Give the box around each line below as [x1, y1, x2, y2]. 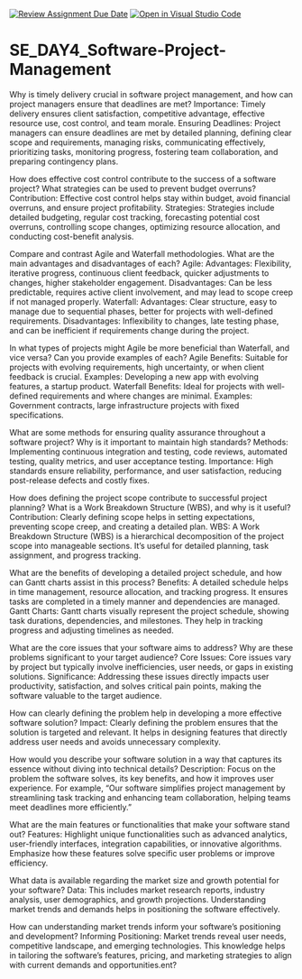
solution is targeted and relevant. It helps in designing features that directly [9, 727, 288, 737]
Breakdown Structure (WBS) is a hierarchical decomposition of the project [9, 530, 285, 541]
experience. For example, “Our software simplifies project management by [9, 782, 286, 793]
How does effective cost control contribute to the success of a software [9, 173, 277, 184]
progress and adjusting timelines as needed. [9, 625, 174, 636]
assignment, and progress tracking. [9, 550, 142, 561]
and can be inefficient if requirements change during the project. [9, 325, 250, 335]
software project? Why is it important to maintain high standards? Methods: [9, 436, 288, 447]
